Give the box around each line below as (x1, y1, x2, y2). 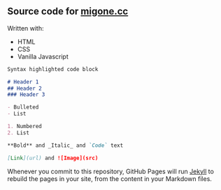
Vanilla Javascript (17, 52, 69, 61)
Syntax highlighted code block (7, 65, 99, 72)
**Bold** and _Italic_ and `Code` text (7, 142, 124, 149)
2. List (7, 129, 30, 136)
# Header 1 (7, 78, 39, 86)
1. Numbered (7, 123, 42, 130)
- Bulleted (7, 104, 39, 111)
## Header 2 (7, 85, 42, 92)
